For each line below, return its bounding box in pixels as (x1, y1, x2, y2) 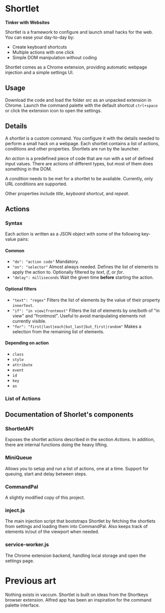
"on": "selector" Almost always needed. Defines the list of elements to (12, 264, 159, 270)
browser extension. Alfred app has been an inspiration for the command (5, 597, 152, 603)
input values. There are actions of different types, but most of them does (5, 160, 153, 166)
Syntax (5, 220, 23, 227)
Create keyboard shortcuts (12, 44, 67, 50)
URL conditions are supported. (5, 181, 68, 187)
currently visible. (12, 318, 47, 324)
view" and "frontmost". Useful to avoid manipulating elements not (12, 312, 146, 318)
